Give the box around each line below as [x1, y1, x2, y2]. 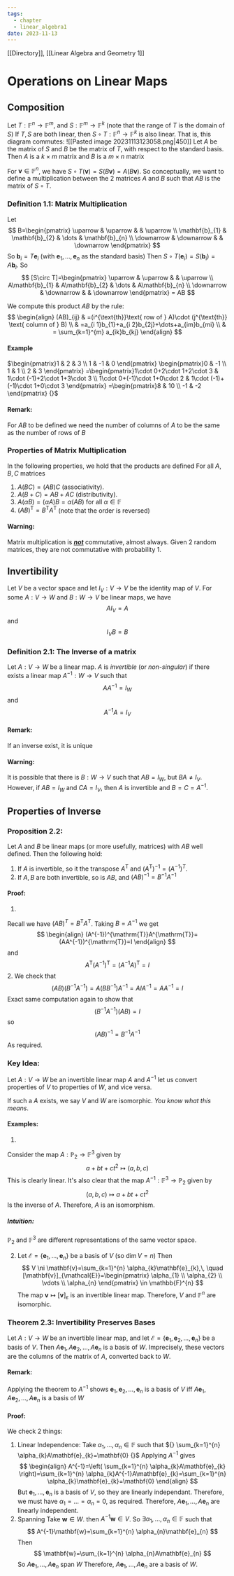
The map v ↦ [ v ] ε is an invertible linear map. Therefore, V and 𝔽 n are [17, 1290, 217, 1301]
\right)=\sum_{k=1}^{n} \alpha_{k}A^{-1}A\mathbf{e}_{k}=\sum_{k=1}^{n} [18, 1469, 227, 1478]
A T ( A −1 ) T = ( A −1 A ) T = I [85, 960, 150, 969]
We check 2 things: [7, 1427, 63, 1436]
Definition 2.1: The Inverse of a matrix [7, 647, 137, 656]
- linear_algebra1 [13, 23, 68, 30]
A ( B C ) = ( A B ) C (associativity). [17, 483, 105, 491]
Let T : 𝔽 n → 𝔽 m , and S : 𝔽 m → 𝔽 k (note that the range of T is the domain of [7, 120, 225, 130]
